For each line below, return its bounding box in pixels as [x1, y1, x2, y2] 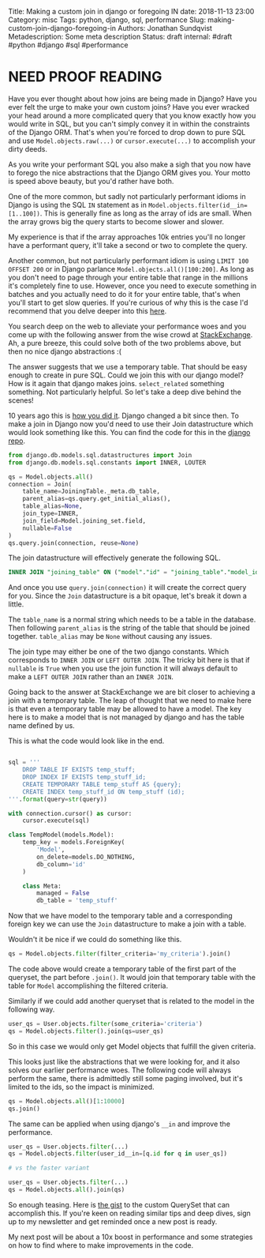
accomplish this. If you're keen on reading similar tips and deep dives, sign [8, 1208, 251, 1218]
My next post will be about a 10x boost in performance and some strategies [8, 1232, 253, 1241]
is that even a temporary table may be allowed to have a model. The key [8, 704, 242, 714]
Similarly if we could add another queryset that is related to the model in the [8, 997, 255, 1006]
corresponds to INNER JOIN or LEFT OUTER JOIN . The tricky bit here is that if [8, 655, 250, 665]
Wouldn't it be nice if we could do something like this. [8, 935, 182, 944]
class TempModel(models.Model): [8, 831, 114, 839]
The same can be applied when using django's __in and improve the [8, 1119, 231, 1128]
